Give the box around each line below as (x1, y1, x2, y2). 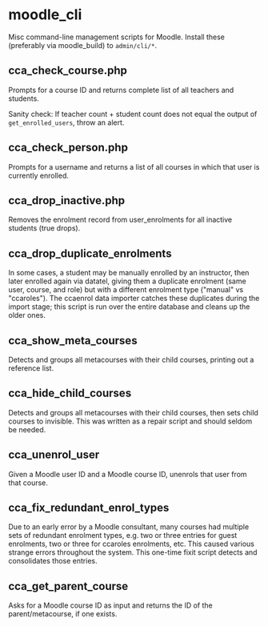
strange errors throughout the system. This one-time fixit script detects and (8, 548, 258, 557)
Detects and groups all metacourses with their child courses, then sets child (8, 407, 258, 417)
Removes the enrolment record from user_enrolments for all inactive (8, 215, 233, 225)
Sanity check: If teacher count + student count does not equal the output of (8, 109, 258, 118)
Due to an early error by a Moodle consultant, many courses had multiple (8, 522, 250, 532)
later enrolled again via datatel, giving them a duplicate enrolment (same (8, 276, 246, 286)
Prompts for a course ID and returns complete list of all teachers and (8, 85, 234, 94)
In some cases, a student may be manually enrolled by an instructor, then (8, 268, 250, 278)
